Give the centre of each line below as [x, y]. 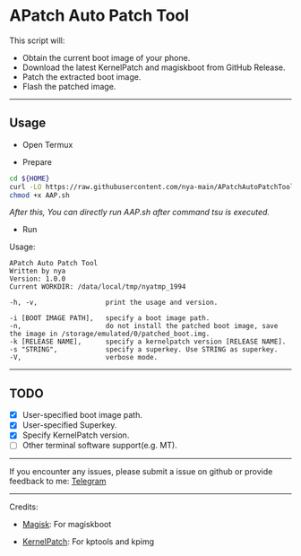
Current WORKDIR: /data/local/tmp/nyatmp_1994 [98, 287]
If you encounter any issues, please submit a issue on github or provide [141, 472]
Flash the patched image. [69, 86]
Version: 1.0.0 [38, 279]
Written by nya [38, 271]
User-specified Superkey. [69, 425]
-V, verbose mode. [84, 358]
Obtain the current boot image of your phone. [106, 57]
